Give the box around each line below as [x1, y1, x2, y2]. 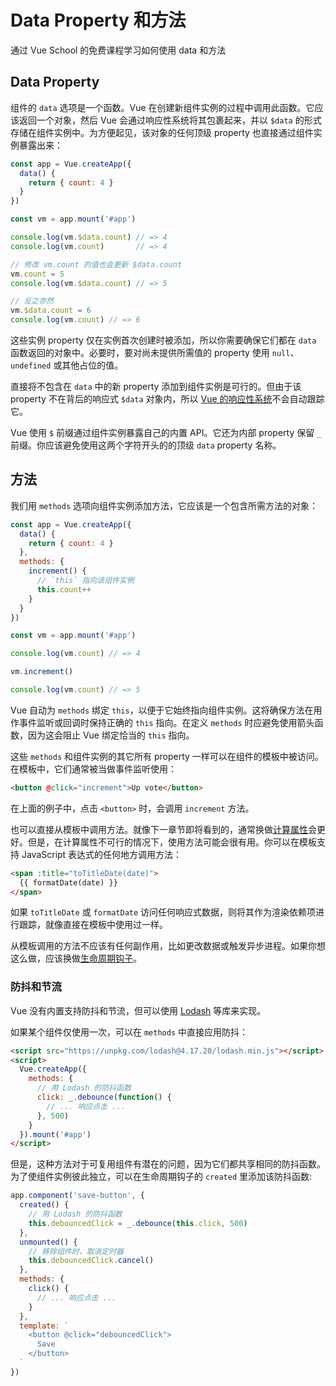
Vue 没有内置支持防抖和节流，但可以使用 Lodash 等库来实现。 [10, 1004, 267, 1016]
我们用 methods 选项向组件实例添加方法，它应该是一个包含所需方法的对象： [10, 499, 318, 511]
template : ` [19, 1321, 70, 1331]
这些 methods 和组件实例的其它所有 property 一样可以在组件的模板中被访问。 [10, 750, 324, 762]
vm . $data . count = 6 [10, 306, 92, 316]
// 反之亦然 [10, 296, 55, 306]
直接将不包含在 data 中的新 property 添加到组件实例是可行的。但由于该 [10, 381, 302, 392]
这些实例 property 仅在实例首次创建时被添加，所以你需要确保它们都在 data [10, 334, 317, 346]
